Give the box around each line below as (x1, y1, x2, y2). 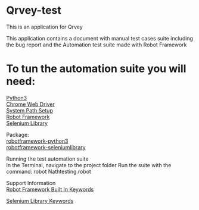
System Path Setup (6, 106, 54, 114)
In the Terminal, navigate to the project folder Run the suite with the (6, 161, 172, 168)
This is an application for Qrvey (6, 23, 83, 30)
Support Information (6, 179, 56, 186)
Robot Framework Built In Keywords (6, 186, 94, 193)
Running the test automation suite (6, 155, 89, 162)
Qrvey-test (6, 4, 61, 17)
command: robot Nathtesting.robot (6, 168, 91, 175)
